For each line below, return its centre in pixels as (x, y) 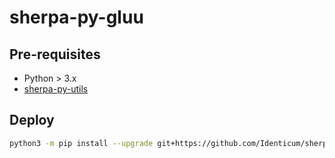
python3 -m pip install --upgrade (81, 143)
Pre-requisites (55, 54)
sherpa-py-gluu (76, 17)
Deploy (32, 120)
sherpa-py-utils (56, 89)
